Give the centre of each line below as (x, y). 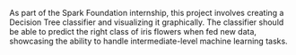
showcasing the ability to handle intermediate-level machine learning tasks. (149, 41)
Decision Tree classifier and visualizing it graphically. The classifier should (147, 22)
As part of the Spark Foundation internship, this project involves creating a (147, 13)
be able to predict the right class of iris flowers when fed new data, (133, 31)
